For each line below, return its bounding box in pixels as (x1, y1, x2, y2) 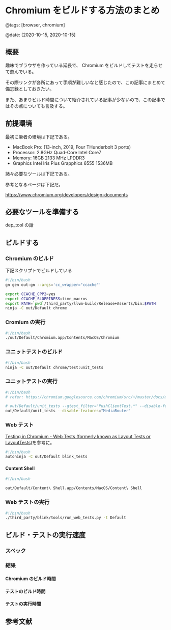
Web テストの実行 (5, 499, 50, 506)
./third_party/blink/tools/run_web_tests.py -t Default (5, 515, 126, 521)
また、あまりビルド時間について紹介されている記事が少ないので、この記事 (5, 96, 161, 102)
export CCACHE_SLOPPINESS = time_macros (5, 296, 88, 301)
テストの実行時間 (5, 601, 41, 607)
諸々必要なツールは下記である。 (5, 170, 72, 177)
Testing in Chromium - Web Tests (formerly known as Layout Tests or (5, 433, 151, 439)
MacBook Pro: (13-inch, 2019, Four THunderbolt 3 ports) (12, 144, 131, 150)
